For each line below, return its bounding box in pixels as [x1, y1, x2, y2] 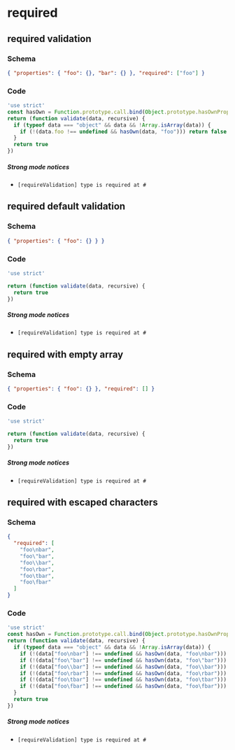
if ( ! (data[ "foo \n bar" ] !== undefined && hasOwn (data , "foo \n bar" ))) [20, 650, 227, 657]
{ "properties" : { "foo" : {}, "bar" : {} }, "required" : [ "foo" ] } [7, 69, 205, 76]
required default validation [7, 201, 126, 213]
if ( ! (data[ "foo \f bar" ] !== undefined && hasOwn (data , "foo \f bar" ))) [20, 683, 227, 690]
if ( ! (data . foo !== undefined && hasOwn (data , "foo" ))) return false [20, 128, 227, 135]
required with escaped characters [7, 497, 159, 509]
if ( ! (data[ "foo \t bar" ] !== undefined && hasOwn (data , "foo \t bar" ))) [20, 677, 227, 684]
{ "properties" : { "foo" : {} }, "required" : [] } [7, 385, 155, 392]
